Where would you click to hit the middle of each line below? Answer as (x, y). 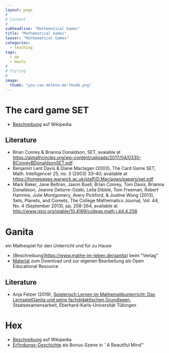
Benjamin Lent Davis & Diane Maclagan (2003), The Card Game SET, (84, 168)
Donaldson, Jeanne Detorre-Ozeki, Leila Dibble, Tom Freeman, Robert (85, 190)
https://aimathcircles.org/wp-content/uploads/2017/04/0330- (77, 158)
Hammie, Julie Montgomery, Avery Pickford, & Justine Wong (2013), (83, 195)
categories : (18, 43)
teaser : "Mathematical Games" (37, 38)
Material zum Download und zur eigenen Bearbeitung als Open (78, 261)
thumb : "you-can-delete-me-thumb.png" (51, 85)
